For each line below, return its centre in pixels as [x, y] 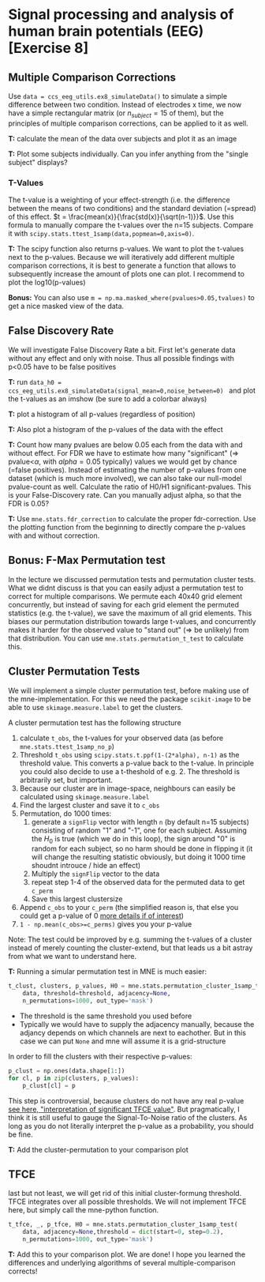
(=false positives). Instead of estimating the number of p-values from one [127, 470]
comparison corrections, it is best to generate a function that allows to [122, 265]
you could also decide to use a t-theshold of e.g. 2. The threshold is [130, 771]
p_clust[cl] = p [49, 1085]
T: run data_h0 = [35, 382]
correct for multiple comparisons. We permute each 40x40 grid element [125, 596]
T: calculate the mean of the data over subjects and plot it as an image [123, 138]
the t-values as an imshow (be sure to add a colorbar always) [108, 399]
